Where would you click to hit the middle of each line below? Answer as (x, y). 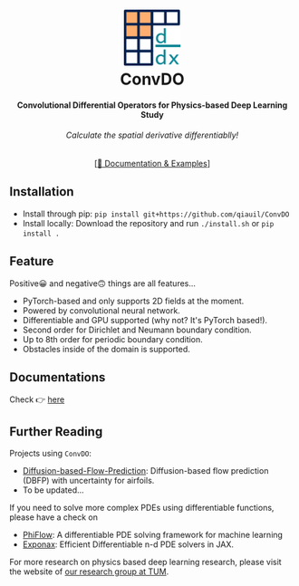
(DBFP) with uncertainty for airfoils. (88, 481)
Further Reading (56, 432)
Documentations (58, 377)
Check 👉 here (37, 399)
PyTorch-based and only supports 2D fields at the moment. (133, 301)
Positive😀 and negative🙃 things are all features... (103, 283)
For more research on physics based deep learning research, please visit (146, 562)
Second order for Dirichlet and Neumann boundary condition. (137, 330)
